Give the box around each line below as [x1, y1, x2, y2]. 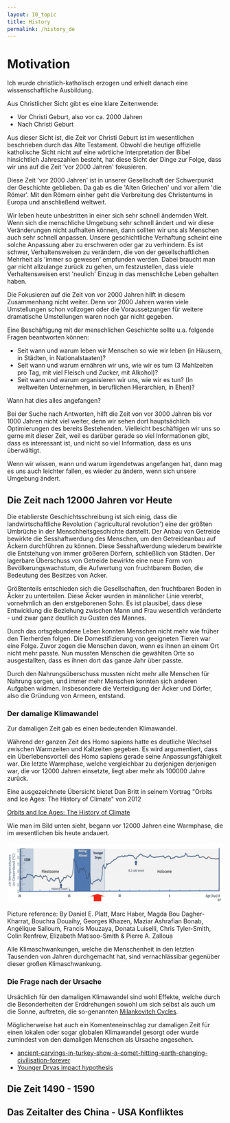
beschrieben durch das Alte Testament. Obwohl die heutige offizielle [7, 141, 201, 149]
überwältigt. [7, 446, 41, 454]
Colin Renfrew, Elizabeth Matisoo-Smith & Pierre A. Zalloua [7, 932, 173, 940]
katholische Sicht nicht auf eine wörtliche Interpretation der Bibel [7, 148, 191, 156]
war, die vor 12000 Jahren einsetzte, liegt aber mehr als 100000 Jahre [7, 767, 205, 775]
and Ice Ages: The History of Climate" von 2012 [7, 795, 142, 804]
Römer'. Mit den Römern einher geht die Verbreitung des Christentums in [7, 191, 213, 199]
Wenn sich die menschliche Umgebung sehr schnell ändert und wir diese [7, 219, 214, 227]
